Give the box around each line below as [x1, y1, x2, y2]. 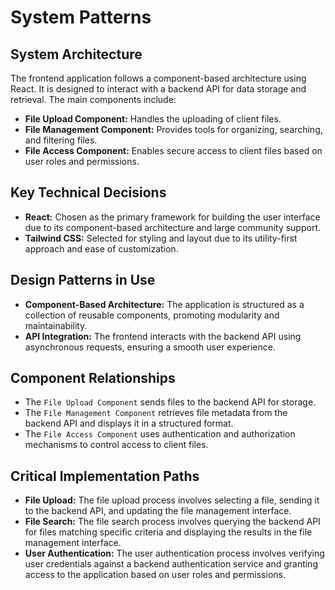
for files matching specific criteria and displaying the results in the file [24, 526, 313, 538]
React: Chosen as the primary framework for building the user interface [24, 211, 321, 223]
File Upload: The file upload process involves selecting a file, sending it [24, 494, 320, 506]
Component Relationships [10, 370, 176, 387]
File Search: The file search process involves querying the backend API [24, 516, 321, 528]
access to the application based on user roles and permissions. [24, 569, 286, 581]
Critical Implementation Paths [10, 467, 200, 485]
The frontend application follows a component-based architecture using [10, 72, 307, 84]
